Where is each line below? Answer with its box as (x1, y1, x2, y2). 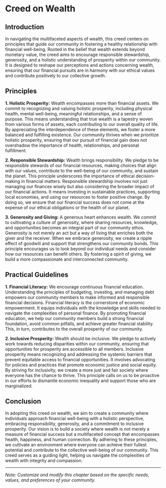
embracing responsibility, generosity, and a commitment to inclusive (5, 421, 144, 427)
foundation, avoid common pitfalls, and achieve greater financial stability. (5, 321, 154, 326)
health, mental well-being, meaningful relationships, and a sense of (5, 110, 142, 116)
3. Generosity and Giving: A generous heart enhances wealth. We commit (5, 214, 157, 220)
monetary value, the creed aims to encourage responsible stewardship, (5, 52, 150, 57)
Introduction (5, 23, 44, 31)
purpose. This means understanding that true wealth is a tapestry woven (5, 116, 153, 122)
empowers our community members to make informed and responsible (5, 294, 150, 300)
